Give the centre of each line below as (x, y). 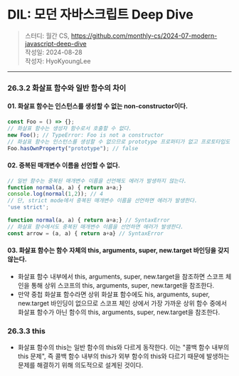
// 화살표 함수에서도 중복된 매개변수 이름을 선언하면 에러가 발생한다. (95, 226)
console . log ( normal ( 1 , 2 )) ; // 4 (55, 194)
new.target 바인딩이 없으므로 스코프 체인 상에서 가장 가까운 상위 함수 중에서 (122, 303)
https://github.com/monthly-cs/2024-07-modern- (144, 36)
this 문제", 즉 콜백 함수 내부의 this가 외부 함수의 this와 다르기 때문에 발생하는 (123, 356)
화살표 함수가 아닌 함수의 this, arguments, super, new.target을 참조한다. (119, 312)
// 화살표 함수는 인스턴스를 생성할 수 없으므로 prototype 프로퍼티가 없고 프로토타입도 (119, 142)
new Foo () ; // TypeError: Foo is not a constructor (85, 135)
